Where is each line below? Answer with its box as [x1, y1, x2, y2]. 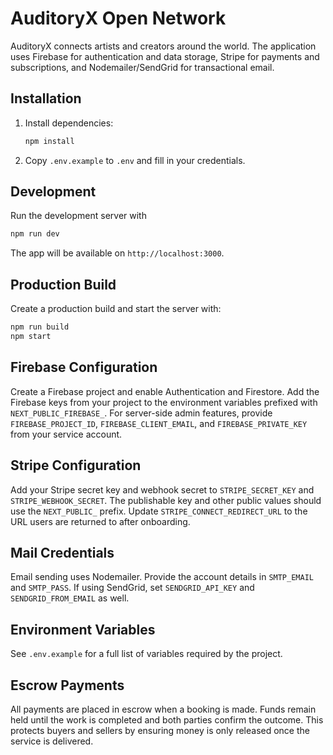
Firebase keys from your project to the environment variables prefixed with [10, 396, 318, 408]
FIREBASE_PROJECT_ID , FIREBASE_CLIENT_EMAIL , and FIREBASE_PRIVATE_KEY [10, 417, 308, 429]
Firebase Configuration [10, 359, 158, 376]
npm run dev [10, 229, 60, 239]
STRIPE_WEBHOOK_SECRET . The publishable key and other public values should [10, 494, 322, 506]
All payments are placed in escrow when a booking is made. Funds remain [10, 703, 317, 715]
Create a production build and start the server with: [10, 303, 222, 315]
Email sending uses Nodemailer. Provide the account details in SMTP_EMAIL [10, 571, 314, 583]
